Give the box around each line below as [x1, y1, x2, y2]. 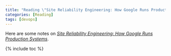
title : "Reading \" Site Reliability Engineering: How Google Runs [5, 7, 149, 13]
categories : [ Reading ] [5, 12, 53, 17]
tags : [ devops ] [5, 17, 38, 22]
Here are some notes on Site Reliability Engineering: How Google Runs [5, 31, 153, 37]
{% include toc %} [5, 46, 44, 52]
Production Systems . [5, 36, 49, 42]
